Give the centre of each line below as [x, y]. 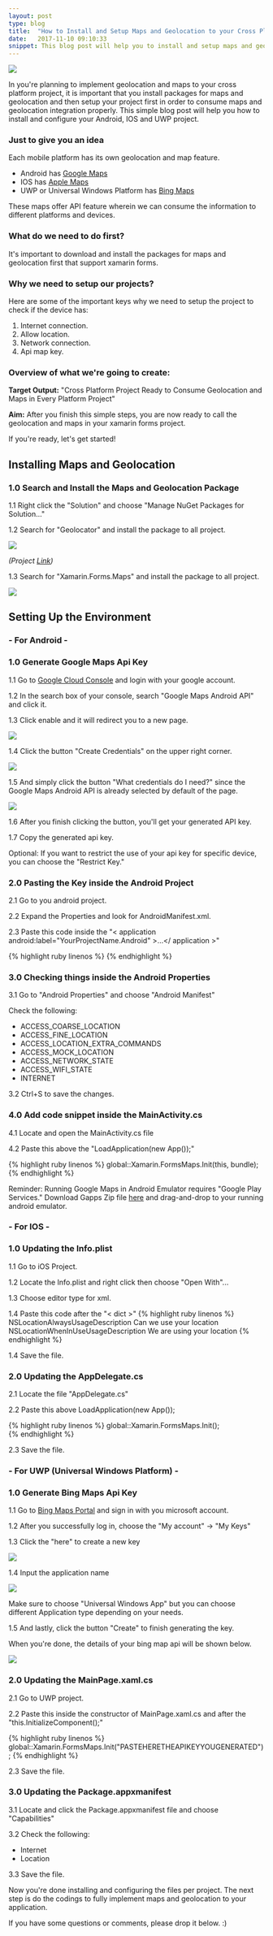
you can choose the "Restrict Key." [67, 861]
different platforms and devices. [62, 215]
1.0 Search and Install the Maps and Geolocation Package [124, 487]
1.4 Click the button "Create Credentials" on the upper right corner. [121, 751]
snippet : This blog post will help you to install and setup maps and [130, 46]
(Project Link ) [31, 561]
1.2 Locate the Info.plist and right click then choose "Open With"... [119, 1282]
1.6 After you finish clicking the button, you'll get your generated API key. [130, 821]
